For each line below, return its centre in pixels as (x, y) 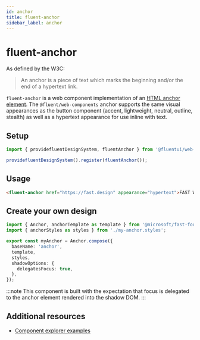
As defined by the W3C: (36, 68)
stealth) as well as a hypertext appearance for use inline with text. (87, 117)
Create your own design (51, 211)
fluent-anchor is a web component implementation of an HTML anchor (93, 98)
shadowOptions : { (33, 263)
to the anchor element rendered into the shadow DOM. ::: (76, 298)
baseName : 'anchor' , (37, 247)
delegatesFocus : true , (45, 269)
